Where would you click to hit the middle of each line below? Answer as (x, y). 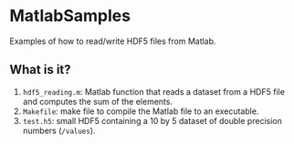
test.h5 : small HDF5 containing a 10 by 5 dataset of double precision (152, 120)
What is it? (40, 70)
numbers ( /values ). (59, 130)
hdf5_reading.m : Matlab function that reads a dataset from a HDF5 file (154, 91)
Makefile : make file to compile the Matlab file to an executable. (141, 111)
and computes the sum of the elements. (98, 101)
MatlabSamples (70, 16)
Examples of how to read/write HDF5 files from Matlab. (113, 41)
